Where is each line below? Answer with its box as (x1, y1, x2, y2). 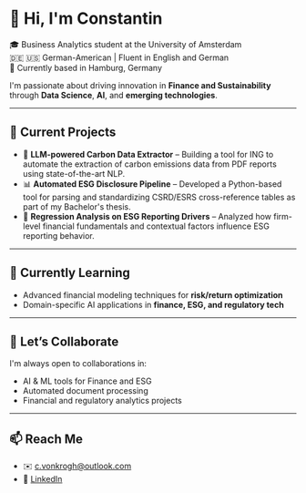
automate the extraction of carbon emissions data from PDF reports (22, 159, 278, 169)
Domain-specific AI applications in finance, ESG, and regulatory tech (22, 299, 284, 310)
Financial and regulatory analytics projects (22, 395, 182, 406)
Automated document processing (22, 385, 148, 396)
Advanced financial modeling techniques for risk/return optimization (22, 289, 284, 300)
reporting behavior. (22, 230, 95, 241)
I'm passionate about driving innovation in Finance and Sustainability (9, 79, 271, 90)
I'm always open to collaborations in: (9, 358, 148, 369)
